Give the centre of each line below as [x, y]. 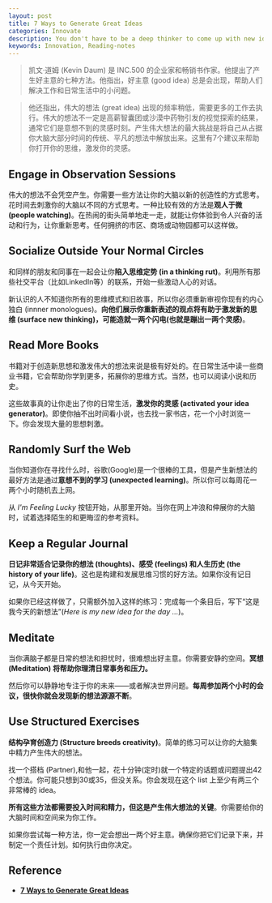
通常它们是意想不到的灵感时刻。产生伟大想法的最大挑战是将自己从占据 [145, 128]
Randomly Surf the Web [70, 449]
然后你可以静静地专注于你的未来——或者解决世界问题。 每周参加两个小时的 [132, 685]
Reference [35, 871]
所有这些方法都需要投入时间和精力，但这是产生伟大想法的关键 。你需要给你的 [136, 807]
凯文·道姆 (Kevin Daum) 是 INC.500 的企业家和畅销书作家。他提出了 [140, 71]
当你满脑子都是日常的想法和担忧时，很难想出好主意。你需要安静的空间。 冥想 [136, 658]
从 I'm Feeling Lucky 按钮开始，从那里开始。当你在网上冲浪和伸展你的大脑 [132, 507]
